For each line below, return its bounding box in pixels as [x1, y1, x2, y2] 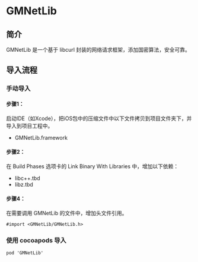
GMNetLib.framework [14, 134, 68, 141]
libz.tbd [14, 181, 34, 188]
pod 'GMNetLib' [6, 250, 44, 256]
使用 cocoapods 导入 [6, 236, 66, 244]
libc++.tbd [14, 174, 40, 182]
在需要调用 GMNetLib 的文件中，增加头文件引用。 [6, 209, 127, 216]
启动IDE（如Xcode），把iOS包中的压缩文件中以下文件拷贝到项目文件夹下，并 [6, 115, 192, 122]
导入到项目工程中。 [6, 122, 53, 129]
